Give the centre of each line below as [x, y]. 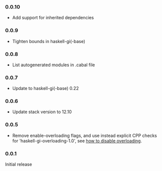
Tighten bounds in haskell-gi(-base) [49, 41]
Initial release [18, 165]
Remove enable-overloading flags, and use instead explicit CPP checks [84, 135]
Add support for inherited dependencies [53, 18]
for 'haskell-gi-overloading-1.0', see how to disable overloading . [77, 141]
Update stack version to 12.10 [42, 112]
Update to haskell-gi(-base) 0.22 [45, 88]
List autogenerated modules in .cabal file [53, 65]
